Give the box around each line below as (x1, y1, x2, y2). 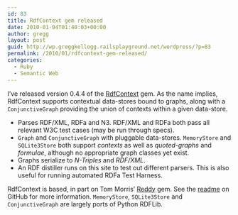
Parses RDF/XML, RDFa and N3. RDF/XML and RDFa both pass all (17, 118, 210, 126)
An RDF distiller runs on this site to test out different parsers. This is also (17, 163, 229, 172)
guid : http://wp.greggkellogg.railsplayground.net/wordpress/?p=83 (7, 43, 212, 50)
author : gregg (7, 30, 50, 38)
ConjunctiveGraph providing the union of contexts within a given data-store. (7, 104, 228, 113)
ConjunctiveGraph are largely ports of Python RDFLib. (7, 199, 163, 208)
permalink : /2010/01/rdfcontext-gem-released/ (7, 50, 148, 57)
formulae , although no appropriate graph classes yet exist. (17, 148, 190, 157)
